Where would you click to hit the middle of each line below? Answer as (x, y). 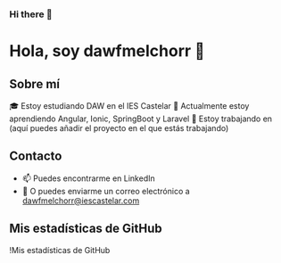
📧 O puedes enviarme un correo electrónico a (106, 191)
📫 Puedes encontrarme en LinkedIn (89, 178)
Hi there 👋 (31, 14)
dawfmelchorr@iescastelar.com (81, 201)
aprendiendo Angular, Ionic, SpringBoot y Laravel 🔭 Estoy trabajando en (141, 119)
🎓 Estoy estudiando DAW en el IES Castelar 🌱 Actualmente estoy (129, 105)
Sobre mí (35, 84)
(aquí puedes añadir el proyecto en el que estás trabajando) (119, 127)
